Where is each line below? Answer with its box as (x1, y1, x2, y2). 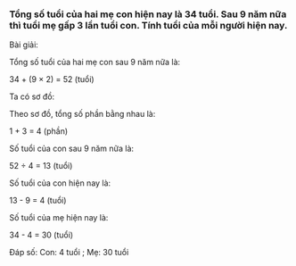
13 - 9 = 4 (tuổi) (9, 195, 67, 206)
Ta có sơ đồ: (9, 91, 55, 102)
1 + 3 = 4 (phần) (9, 126, 69, 137)
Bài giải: (9, 39, 38, 50)
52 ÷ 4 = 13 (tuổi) (9, 161, 73, 171)
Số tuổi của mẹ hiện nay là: (9, 212, 109, 223)
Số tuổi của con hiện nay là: (9, 178, 111, 188)
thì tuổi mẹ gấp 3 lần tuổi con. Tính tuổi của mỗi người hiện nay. (9, 19, 288, 31)
